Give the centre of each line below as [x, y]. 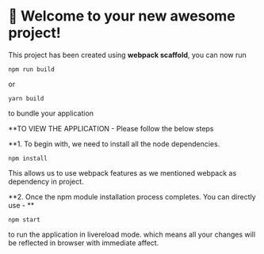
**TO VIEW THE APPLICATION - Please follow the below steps [111, 128]
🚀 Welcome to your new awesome [122, 16]
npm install [28, 158]
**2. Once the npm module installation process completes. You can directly [132, 196]
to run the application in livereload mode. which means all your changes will [132, 234]
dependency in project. [46, 181]
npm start [25, 220]
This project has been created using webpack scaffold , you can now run [128, 55]
